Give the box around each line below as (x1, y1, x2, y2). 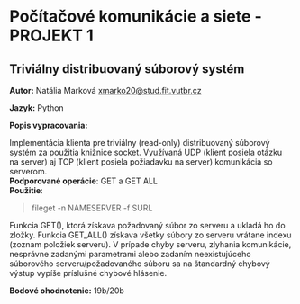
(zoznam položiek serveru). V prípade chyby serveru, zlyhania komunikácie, (9, 239, 292, 249)
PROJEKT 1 (9, 25, 95, 46)
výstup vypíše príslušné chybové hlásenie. (9, 268, 168, 278)
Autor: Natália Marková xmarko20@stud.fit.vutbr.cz (9, 85, 202, 95)
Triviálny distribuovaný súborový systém (9, 61, 245, 76)
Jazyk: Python (9, 103, 65, 113)
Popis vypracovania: (9, 120, 88, 130)
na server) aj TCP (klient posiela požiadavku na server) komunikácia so (9, 156, 273, 167)
